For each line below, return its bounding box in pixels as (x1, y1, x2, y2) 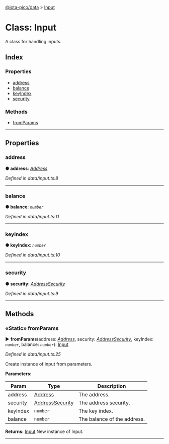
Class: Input (5, 22, 57, 33)
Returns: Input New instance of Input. (5, 428, 84, 434)
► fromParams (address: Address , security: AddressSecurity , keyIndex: (5, 336, 154, 342)
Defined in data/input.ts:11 (5, 213, 59, 219)
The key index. (78, 407, 113, 414)
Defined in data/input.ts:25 (5, 351, 61, 358)
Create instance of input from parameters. (5, 361, 93, 367)
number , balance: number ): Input (5, 341, 69, 347)
